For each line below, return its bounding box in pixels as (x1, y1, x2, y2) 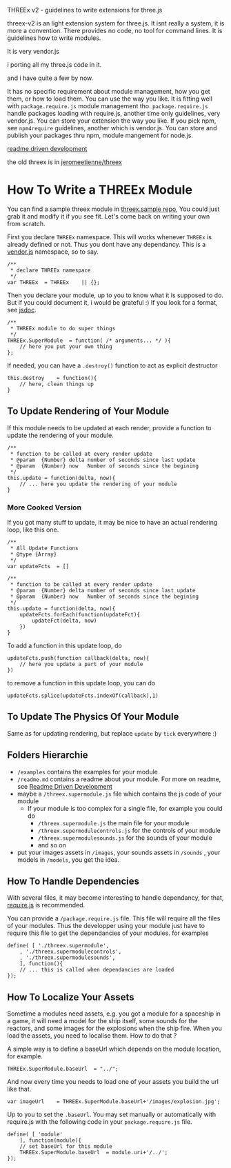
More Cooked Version (7, 503, 81, 512)
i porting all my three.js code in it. (7, 61, 102, 68)
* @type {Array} (10, 551, 57, 558)
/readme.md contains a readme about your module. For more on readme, (17, 775, 221, 783)
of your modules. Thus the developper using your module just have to (7, 922, 205, 930)
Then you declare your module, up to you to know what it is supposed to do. (7, 291, 224, 299)
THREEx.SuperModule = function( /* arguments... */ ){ (7, 337, 171, 344)
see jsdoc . (7, 305, 37, 314)
